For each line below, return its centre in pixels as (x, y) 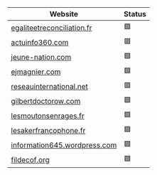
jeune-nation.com (41, 57)
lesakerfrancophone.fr (48, 130)
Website (64, 14)
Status (135, 14)
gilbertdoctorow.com (46, 101)
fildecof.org (30, 159)
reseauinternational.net (50, 86)
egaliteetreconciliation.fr (52, 28)
